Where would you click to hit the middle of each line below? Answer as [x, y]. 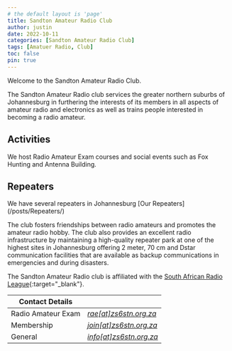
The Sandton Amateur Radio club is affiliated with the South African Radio [115, 277]
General [24, 337]
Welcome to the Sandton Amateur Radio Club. [74, 80]
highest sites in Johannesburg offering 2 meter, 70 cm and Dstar [101, 248]
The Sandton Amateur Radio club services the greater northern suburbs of [116, 94]
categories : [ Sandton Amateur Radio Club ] [71, 41]
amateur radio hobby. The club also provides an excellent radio [99, 233]
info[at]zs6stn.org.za [123, 337]
